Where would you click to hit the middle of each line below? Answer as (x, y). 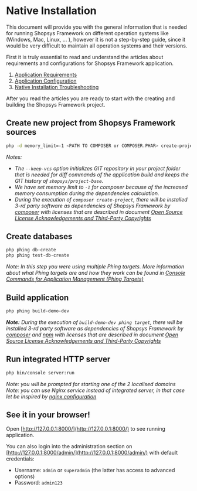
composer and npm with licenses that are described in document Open (92, 335)
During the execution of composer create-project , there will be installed (101, 199)
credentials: (20, 459)
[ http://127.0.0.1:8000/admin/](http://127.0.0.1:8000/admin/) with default (92, 453)
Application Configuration (46, 81)
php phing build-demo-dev (38, 311)
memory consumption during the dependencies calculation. (87, 193)
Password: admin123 (38, 483)
